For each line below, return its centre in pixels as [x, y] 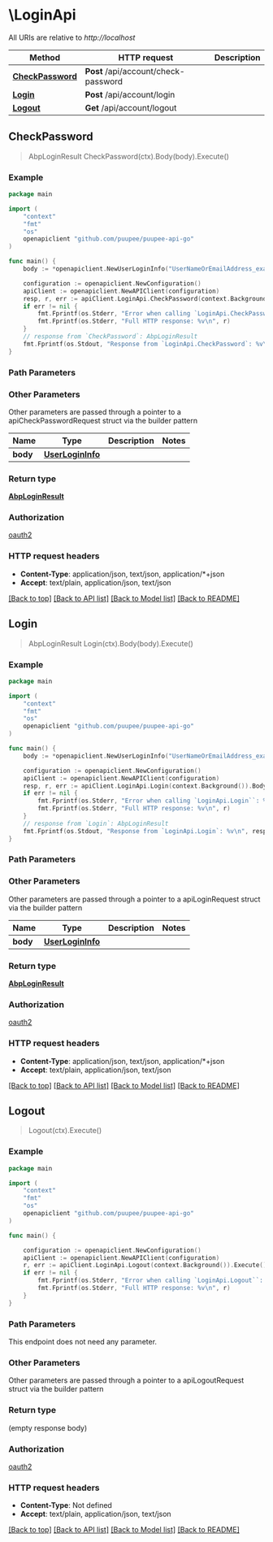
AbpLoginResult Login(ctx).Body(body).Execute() [110, 643]
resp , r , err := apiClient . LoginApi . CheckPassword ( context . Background [145, 298]
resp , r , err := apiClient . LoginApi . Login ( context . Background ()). [138, 786]
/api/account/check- [145, 71]
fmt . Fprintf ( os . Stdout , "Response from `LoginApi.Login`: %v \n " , [136, 831]
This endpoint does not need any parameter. [82, 1342]
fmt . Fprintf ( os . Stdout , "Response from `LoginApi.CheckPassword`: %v [143, 344]
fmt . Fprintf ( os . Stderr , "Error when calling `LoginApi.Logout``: [151, 1281]
